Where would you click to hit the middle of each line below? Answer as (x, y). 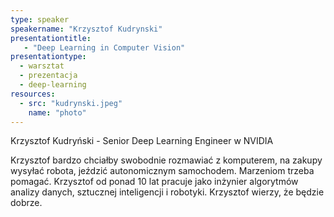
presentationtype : (48, 57)
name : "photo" (57, 112)
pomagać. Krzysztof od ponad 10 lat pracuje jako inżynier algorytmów (154, 182)
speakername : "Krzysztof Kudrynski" (86, 29)
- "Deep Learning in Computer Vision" (104, 47)
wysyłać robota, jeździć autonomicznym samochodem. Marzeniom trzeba (162, 171)
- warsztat (42, 66)
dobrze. (26, 203)
